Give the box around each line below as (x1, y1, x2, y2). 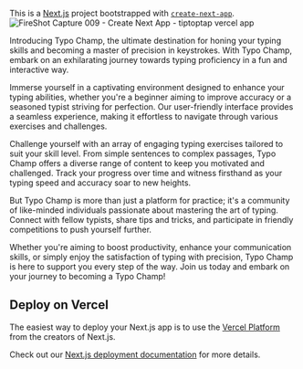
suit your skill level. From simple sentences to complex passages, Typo (9, 148, 277, 159)
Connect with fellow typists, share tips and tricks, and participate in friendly (9, 215, 294, 225)
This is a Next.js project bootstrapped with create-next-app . (9, 8, 235, 18)
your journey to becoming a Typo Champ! (9, 271, 166, 281)
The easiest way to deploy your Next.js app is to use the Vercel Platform (9, 322, 281, 332)
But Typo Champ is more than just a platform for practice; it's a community (9, 195, 290, 206)
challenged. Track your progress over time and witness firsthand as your (9, 168, 283, 178)
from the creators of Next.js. (9, 331, 116, 342)
